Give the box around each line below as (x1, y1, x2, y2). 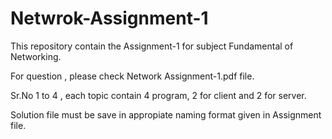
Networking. (10, 50, 62, 62)
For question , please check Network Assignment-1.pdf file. (10, 70, 255, 82)
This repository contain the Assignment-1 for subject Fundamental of (10, 40, 294, 52)
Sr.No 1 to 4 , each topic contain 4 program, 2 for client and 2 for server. (10, 89, 307, 101)
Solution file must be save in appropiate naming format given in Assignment (10, 108, 322, 121)
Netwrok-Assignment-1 (10, 7, 209, 30)
